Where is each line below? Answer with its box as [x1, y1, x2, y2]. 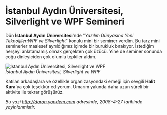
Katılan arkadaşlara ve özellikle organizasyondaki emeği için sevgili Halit [5, 78, 155, 84]
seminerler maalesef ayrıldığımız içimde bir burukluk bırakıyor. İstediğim [5, 43, 154, 49]
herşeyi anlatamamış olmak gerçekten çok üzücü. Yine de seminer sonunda [5, 48, 162, 54]
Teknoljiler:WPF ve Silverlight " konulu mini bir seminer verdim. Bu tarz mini [5, 38, 160, 44]
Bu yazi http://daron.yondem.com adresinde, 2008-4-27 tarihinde [5, 98, 143, 105]
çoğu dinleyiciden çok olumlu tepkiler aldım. [5, 53, 97, 60]
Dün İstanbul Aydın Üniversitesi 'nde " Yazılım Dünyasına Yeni [5, 32, 134, 38]
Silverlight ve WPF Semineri [5, 16, 125, 27]
